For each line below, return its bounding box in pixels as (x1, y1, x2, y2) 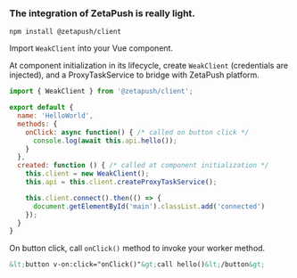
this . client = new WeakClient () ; (25, 169, 150, 178)
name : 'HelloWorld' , (17, 111, 94, 120)
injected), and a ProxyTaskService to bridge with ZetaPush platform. (9, 69, 260, 80)
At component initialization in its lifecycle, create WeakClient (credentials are (9, 61, 288, 71)
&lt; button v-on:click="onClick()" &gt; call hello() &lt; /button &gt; (9, 260, 266, 269)
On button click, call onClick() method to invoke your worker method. (9, 243, 266, 254)
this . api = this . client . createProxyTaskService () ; (25, 177, 218, 187)
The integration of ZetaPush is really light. (9, 7, 196, 20)
